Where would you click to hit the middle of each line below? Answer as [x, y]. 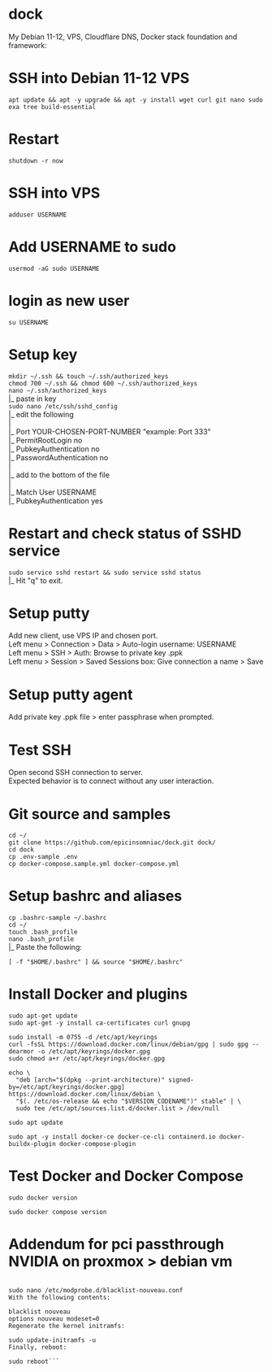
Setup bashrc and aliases [95, 896]
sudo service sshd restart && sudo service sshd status [105, 573]
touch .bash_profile [43, 932]
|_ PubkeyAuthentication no [54, 449]
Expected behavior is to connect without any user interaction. [111, 781]
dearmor [22, 1052]
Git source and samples [90, 814]
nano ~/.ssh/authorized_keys [58, 390]
